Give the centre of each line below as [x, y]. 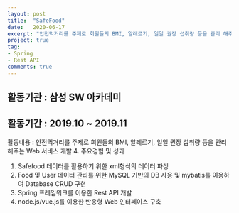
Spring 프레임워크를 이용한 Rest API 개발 [75, 192]
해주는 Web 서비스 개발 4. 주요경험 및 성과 [66, 151]
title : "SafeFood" [36, 21]
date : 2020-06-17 [36, 27]
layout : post [27, 14]
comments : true [30, 67]
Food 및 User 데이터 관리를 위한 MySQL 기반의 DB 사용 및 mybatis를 [114, 175]
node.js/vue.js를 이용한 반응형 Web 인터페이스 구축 [90, 201]
